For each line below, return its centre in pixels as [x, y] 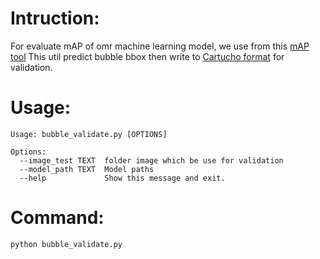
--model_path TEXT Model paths [87, 169]
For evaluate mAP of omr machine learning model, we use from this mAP [160, 46]
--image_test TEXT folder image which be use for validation [151, 160]
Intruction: [55, 18]
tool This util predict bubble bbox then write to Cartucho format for [147, 56]
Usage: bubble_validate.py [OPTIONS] [89, 134]
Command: [57, 218]
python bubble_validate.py [66, 244]
